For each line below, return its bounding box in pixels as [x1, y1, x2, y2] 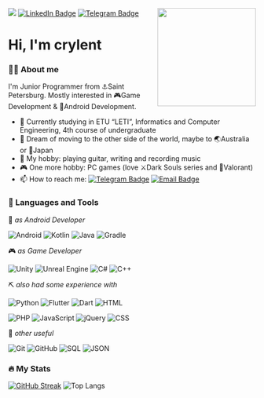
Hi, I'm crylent [8, 36, 102, 54]
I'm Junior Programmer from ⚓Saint [8, 82, 125, 91]
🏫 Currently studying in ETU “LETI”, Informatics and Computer [19, 117, 220, 126]
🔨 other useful [8, 328, 54, 338]
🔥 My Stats [8, 363, 51, 374]
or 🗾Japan [19, 145, 53, 155]
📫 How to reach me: [19, 174, 87, 184]
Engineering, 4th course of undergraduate [19, 126, 156, 135]
